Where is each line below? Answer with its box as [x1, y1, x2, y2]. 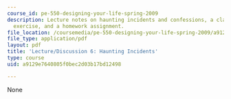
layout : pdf [7, 42, 41, 48]
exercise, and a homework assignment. [13, 23, 125, 29]
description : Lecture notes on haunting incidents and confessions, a [7, 16, 214, 23]
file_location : [7, 29, 51, 36]
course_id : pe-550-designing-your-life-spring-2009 [7, 10, 158, 17]
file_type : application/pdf [7, 36, 88, 42]
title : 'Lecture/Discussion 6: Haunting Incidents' [7, 48, 158, 55]
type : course [7, 55, 45, 61]
